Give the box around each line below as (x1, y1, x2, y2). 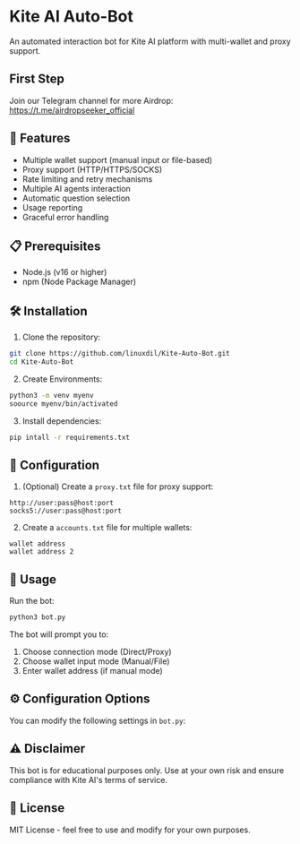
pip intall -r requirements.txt (9, 433, 130, 442)
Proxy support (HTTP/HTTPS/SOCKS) (21, 164, 163, 175)
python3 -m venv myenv (9, 391, 94, 400)
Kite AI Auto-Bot (9, 6, 134, 27)
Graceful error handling (21, 211, 109, 222)
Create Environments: (21, 374, 103, 384)
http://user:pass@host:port (9, 499, 115, 508)
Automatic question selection (21, 193, 131, 203)
